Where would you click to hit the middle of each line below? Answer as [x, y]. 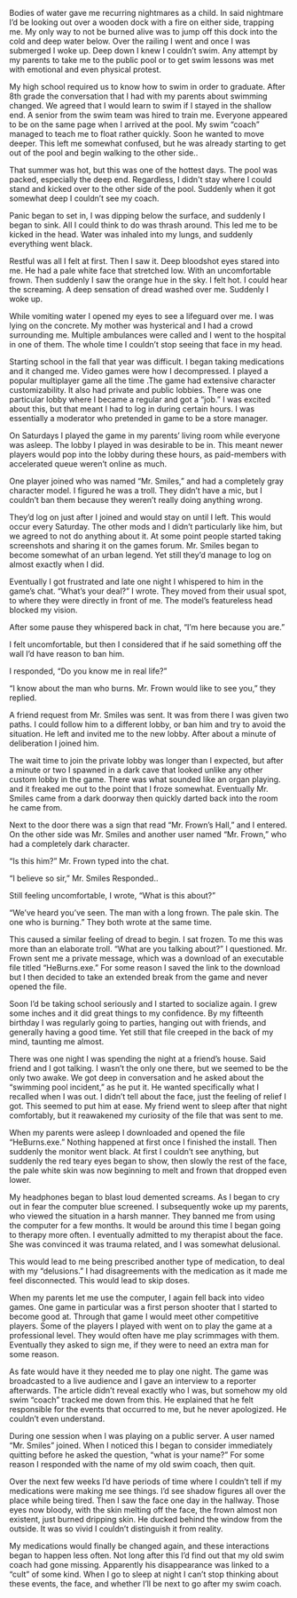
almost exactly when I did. [57, 564]
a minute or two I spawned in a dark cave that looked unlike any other [136, 770]
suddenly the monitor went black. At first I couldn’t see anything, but [134, 1151]
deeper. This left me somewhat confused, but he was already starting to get [148, 143]
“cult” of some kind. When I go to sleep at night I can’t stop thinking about [144, 1574]
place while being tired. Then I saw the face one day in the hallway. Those [144, 1500]
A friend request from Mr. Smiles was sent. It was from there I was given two [149, 715]
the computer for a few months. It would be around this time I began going [145, 1225]
